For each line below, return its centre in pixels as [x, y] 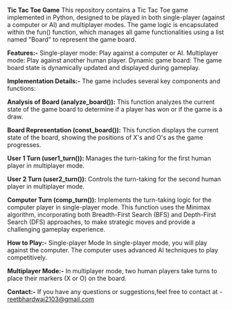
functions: [21, 88]
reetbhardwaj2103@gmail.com [51, 299]
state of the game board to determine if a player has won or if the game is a [115, 109]
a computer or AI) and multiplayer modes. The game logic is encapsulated [113, 25]
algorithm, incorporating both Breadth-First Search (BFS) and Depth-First [112, 215]
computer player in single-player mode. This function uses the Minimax [109, 207]
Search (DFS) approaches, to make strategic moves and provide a [101, 222]
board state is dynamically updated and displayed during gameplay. [104, 68]
